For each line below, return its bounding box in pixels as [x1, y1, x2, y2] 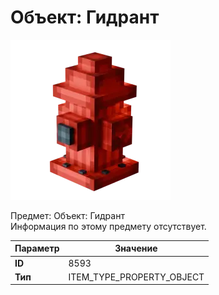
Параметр [14, 242, 60, 255]
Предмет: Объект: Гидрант [10, 209, 125, 221]
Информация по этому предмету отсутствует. [10, 220, 207, 232]
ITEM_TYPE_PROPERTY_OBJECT [68, 271, 205, 283]
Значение [114, 242, 158, 255]
